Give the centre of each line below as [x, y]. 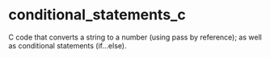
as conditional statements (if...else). [67, 45]
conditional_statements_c [97, 15]
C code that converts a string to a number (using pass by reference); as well [135, 37]
